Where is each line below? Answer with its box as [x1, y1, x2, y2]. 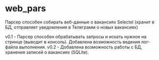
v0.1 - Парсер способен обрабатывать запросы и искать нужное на [5, 34, 147, 40]
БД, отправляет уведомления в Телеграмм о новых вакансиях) [5, 24, 138, 30]
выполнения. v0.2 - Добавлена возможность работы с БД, [19, 44, 142, 50]
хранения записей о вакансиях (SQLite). [5, 49, 89, 55]
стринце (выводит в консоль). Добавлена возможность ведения [5, 39, 140, 44]
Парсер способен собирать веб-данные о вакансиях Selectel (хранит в [5, 19, 155, 25]
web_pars [5, 3, 46, 14]
